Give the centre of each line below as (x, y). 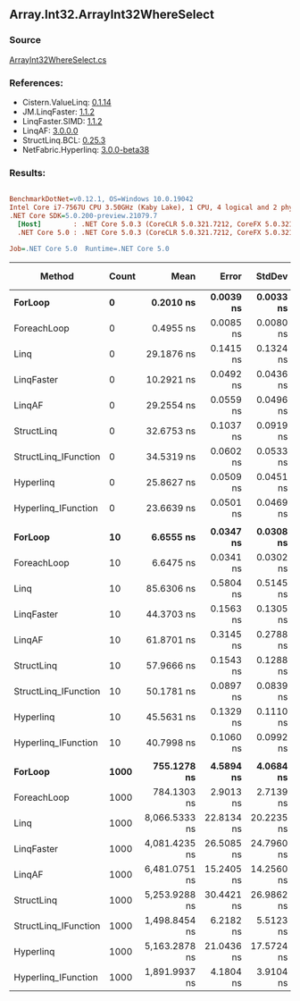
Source (25, 40)
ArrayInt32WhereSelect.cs (58, 59)
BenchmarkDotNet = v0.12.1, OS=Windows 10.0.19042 (101, 199)
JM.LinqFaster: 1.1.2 (58, 112)
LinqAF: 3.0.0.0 (50, 130)
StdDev (272, 276)
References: (37, 82)
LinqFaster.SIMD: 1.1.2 (62, 121)
